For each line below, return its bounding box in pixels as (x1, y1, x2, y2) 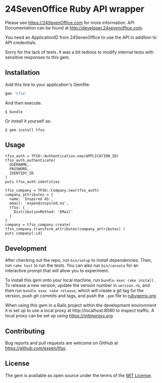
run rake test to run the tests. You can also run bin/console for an (5, 262, 139, 268)
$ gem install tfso (5, 128, 45, 132)
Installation (5, 69, 40, 77)
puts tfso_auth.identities (5, 179, 60, 184)
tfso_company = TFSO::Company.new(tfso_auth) (5, 188, 99, 193)
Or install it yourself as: (5, 118, 51, 124)
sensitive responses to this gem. (5, 54, 70, 60)
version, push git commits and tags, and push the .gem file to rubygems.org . (5, 293, 158, 299)
